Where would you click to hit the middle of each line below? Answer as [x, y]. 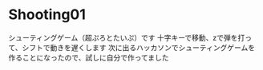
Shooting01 [47, 15]
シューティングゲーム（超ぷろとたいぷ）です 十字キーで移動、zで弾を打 [127, 37]
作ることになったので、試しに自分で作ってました [89, 57]
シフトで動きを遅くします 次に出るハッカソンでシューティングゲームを [138, 47]
